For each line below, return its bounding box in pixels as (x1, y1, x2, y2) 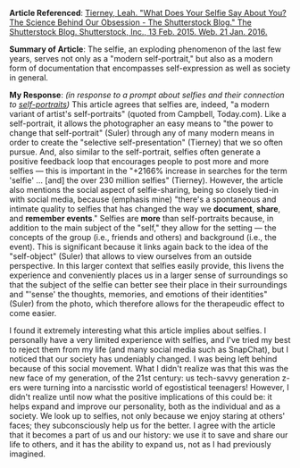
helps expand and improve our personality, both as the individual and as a (9, 401, 281, 412)
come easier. (9, 308, 57, 318)
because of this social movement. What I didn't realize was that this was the (9, 364, 288, 373)
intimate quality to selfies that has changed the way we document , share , (9, 204, 281, 213)
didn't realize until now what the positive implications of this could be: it (9, 392, 272, 402)
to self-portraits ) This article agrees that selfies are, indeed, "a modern (9, 99, 270, 110)
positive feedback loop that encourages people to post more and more (9, 156, 270, 166)
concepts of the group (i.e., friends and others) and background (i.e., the (9, 232, 277, 242)
